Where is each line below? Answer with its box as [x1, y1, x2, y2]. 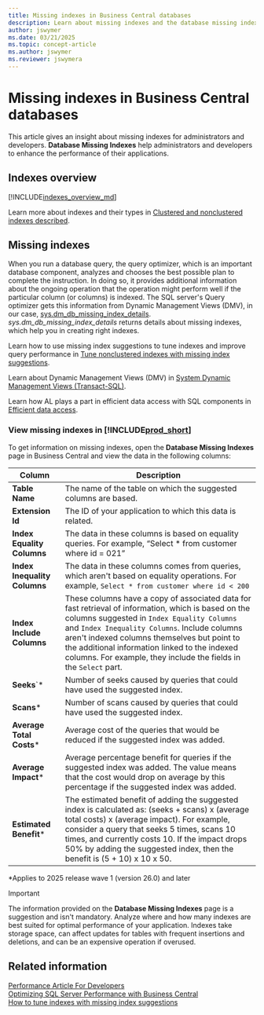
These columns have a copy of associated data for [64, 592, 251, 603]
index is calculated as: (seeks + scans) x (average [64, 804, 250, 815]
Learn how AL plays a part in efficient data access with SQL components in [8, 397, 251, 406]
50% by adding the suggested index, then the [64, 843, 234, 854]
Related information [8, 960, 108, 973]
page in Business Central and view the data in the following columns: [8, 451, 232, 460]
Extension [12, 505, 51, 516]
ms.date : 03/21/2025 [8, 33, 76, 42]
